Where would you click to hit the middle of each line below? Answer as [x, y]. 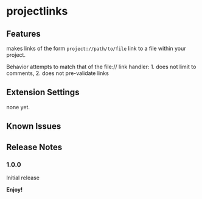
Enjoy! [15, 189]
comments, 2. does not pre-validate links [58, 73]
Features [23, 34]
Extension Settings [43, 92]
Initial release [23, 178]
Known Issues [34, 126]
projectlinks [37, 11]
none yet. [18, 107]
